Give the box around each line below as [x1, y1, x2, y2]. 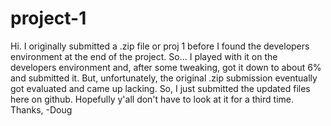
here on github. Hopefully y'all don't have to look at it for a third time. [10, 93, 294, 105]
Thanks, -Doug [10, 103, 73, 116]
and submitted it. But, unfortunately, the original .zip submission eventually [10, 72, 318, 84]
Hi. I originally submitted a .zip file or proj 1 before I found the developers [10, 40, 310, 52]
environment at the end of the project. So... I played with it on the [10, 50, 278, 62]
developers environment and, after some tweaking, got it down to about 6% [10, 61, 322, 73]
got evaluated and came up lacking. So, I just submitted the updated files [10, 82, 311, 94]
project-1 [10, 7, 87, 30]
